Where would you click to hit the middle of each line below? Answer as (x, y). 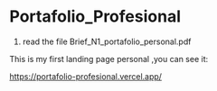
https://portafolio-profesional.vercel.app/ (86, 76)
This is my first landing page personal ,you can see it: (109, 59)
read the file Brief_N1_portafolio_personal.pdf (107, 41)
